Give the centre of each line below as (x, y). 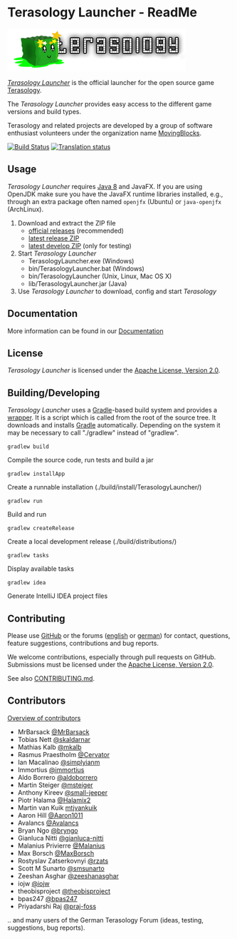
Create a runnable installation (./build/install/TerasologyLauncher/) (105, 487)
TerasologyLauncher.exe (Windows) (81, 260)
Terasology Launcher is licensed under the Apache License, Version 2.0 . (114, 370)
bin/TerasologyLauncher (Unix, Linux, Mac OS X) (100, 276)
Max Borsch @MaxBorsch (56, 853)
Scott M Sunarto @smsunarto (61, 868)
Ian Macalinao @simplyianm (59, 762)
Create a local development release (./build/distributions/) (92, 542)
